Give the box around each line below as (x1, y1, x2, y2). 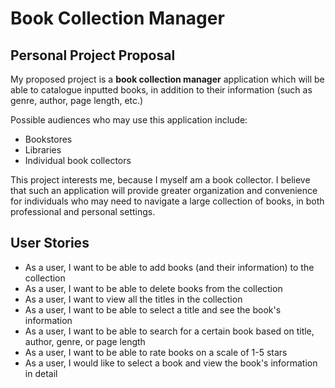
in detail (24, 367, 58, 379)
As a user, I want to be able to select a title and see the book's (24, 303, 282, 316)
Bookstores (24, 133, 73, 145)
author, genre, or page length (24, 335, 146, 347)
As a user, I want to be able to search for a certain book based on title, (24, 325, 315, 337)
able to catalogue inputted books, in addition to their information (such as (10, 84, 313, 96)
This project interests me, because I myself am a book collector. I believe (10, 174, 311, 186)
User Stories (10, 235, 90, 252)
